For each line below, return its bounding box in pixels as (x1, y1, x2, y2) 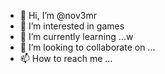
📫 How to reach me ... (19, 53, 113, 64)
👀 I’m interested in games (19, 20, 125, 32)
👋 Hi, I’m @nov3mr (19, 10, 97, 21)
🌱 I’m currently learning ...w (19, 31, 134, 42)
